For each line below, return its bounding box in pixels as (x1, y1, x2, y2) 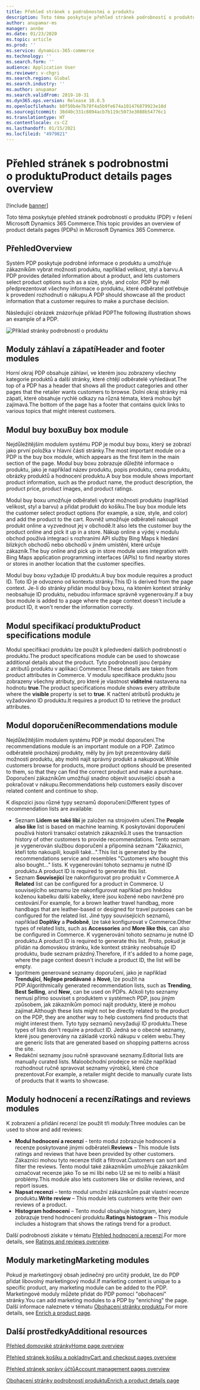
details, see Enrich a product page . (6, 1309, 92, 1316)
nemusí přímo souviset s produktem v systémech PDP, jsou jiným (14, 994, 175, 1002)
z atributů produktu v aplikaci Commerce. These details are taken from (6, 665, 178, 672)
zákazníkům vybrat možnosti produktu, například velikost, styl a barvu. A (6, 265, 183, 273)
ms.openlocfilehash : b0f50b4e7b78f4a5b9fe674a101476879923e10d (6, 103, 167, 109)
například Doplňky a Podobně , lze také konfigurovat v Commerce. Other (14, 918, 192, 925)
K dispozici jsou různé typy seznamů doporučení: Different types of (6, 798, 171, 806)
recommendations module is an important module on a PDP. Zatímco (6, 742, 175, 750)
